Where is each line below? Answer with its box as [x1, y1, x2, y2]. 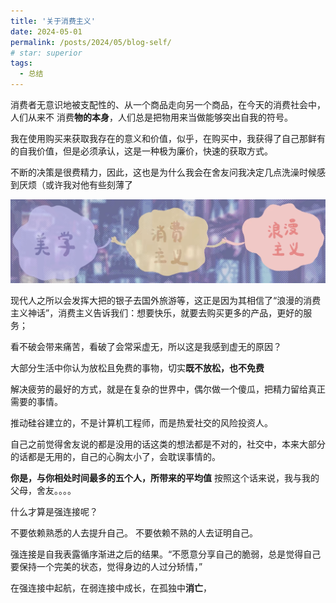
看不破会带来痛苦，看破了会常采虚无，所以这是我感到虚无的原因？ [10, 341, 282, 353]
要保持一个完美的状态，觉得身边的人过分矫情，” [10, 561, 203, 573]
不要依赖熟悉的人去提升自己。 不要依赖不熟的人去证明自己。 [10, 527, 258, 539]
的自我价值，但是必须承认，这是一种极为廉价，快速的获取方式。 [10, 145, 273, 157]
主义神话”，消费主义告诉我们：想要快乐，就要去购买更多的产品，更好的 [10, 307, 304, 319]
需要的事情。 [10, 396, 63, 408]
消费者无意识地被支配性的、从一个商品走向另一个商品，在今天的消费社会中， [10, 99, 326, 110]
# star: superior [10, 48, 83, 58]
